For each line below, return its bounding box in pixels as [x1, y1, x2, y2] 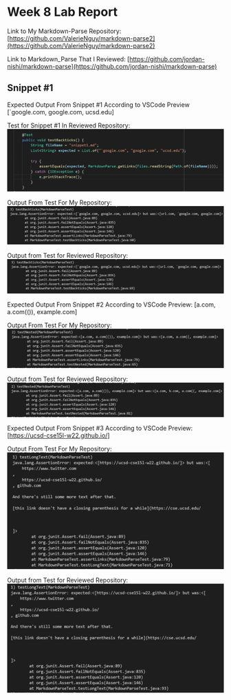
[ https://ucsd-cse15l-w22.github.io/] [7, 431, 110, 440]
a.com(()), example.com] [7, 308, 78, 316]
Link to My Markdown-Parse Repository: [7, 27, 122, 35]
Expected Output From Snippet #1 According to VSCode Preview [7, 101, 190, 109]
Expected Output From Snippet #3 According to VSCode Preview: [7, 424, 193, 432]
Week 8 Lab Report [7, 4, 118, 20]
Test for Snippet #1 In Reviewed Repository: [7, 121, 131, 130]
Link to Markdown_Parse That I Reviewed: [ [7, 54, 130, 63]
